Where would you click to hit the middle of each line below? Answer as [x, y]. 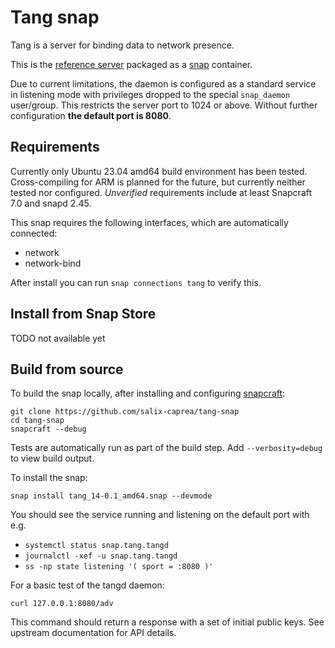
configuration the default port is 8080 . [91, 115]
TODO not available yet [58, 338]
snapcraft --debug [48, 429]
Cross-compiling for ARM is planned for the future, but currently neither [158, 182]
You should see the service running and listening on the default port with [160, 515]
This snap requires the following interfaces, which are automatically [149, 222]
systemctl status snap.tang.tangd [96, 546]
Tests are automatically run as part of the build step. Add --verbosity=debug [166, 448]
